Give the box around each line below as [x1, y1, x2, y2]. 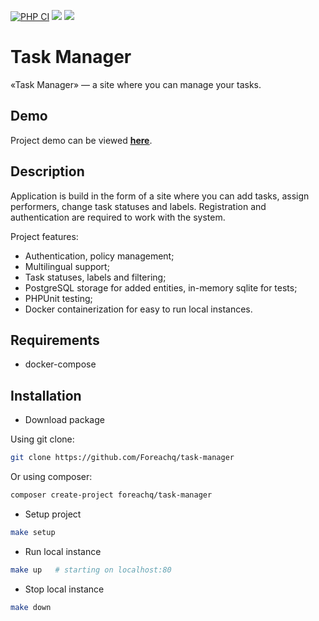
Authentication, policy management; [24, 250, 175, 262]
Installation [10, 387, 82, 404]
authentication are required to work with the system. [10, 211, 226, 223]
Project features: [10, 230, 79, 242]
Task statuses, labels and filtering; [24, 271, 167, 283]
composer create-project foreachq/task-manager [10, 490, 213, 500]
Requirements [10, 331, 100, 349]
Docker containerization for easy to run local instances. [24, 303, 253, 315]
